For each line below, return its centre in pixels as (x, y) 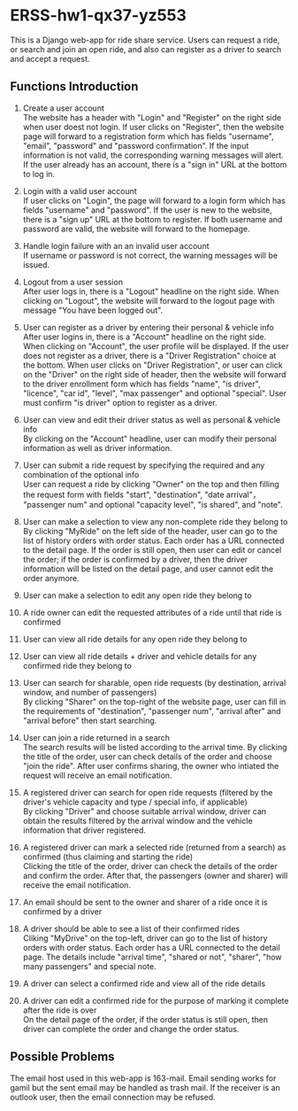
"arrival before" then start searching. (90, 720)
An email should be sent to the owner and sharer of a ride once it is (145, 902)
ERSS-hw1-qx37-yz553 (98, 16)
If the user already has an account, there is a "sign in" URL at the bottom (155, 164)
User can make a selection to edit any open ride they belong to (137, 595)
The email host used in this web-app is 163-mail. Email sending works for (143, 1078)
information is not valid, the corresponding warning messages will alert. (153, 155)
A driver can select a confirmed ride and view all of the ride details (144, 983)
